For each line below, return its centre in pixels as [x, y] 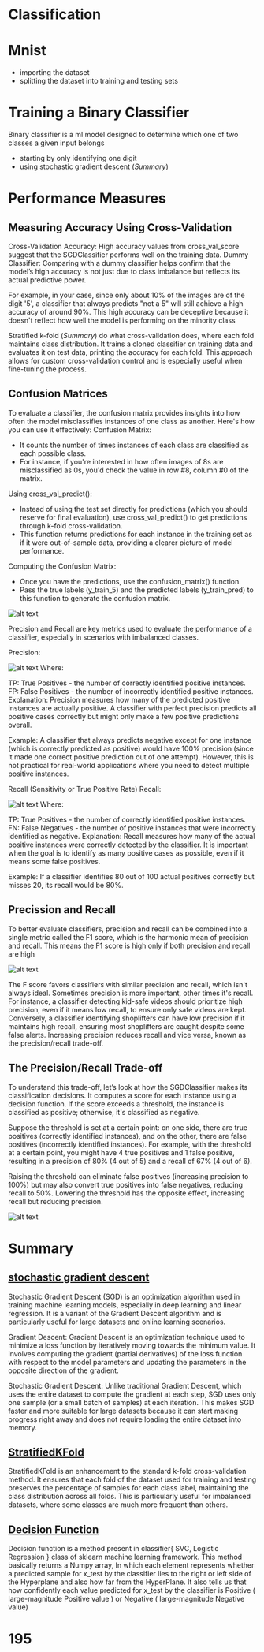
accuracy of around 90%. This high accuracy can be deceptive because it [128, 312]
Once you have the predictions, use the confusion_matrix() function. [130, 581]
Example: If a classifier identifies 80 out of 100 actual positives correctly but [131, 876]
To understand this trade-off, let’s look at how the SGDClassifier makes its [128, 1087]
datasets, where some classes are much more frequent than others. [118, 1505]
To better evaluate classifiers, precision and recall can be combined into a [128, 929]
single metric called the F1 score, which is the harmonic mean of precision [128, 937]
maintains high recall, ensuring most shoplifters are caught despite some [126, 1026]
